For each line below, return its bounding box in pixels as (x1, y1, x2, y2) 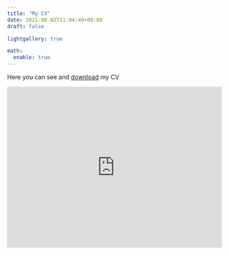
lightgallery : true (7, 35, 63, 42)
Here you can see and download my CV (7, 73, 119, 81)
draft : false (7, 23, 45, 30)
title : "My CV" (7, 10, 51, 17)
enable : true (13, 54, 51, 61)
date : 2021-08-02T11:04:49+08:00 (7, 16, 103, 23)
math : (7, 47, 23, 55)
